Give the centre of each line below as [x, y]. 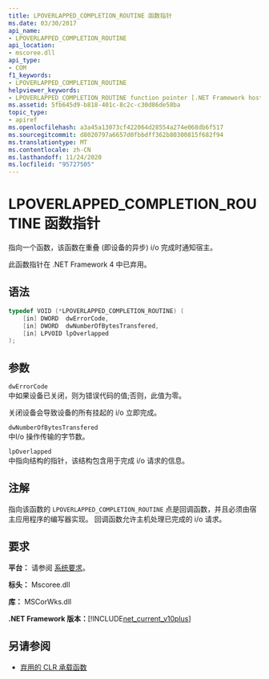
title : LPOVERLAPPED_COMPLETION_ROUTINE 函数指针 [90, 16]
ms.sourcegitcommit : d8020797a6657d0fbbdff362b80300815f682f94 [116, 135]
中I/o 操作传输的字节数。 [49, 436]
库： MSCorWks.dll [40, 601]
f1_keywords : [30, 75]
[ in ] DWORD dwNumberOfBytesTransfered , [91, 326]
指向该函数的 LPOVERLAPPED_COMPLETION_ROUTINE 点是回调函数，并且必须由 [129, 508]
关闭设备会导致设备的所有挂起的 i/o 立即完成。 [85, 412]
